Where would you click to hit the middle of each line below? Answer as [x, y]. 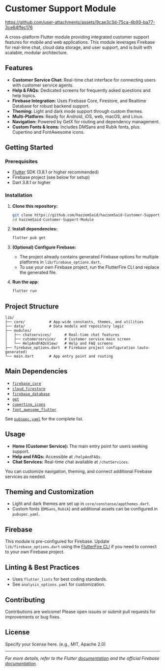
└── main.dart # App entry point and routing [59, 357]
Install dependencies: [35, 229]
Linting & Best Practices [42, 567]
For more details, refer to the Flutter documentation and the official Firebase [82, 658]
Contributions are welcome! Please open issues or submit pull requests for [81, 612]
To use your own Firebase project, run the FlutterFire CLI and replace [89, 267]
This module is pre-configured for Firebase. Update [57, 541]
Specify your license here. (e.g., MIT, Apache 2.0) [55, 644]
